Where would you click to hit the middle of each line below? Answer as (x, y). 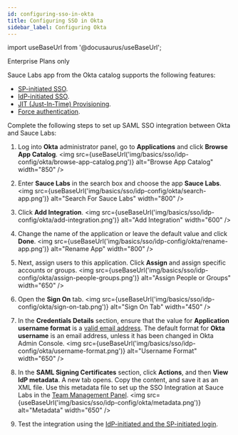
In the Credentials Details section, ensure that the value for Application (123, 321)
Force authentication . (49, 112)
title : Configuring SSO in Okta (55, 21)
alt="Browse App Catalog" (175, 162)
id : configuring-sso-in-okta (51, 14)
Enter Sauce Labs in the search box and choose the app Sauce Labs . (120, 183)
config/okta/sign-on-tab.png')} (63, 307)
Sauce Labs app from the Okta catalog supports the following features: (112, 75)
